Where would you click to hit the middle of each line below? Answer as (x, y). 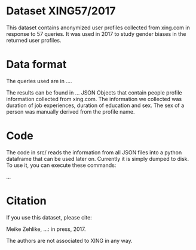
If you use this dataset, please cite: (49, 217)
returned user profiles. (34, 40)
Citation (26, 201)
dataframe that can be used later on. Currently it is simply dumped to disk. (98, 158)
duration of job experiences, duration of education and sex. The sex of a (95, 105)
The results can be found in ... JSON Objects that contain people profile (94, 92)
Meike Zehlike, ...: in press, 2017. (46, 229)
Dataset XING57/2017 (61, 11)
